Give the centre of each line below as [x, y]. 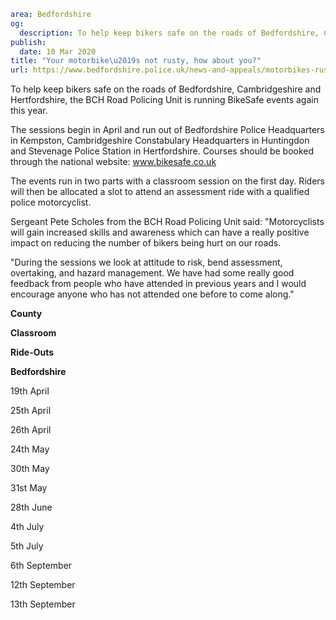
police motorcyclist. [51, 202]
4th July [27, 527]
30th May [30, 469]
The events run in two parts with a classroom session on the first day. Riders [167, 181]
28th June [31, 507]
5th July [27, 546]
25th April [31, 411]
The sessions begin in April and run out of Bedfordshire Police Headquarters [167, 130]
